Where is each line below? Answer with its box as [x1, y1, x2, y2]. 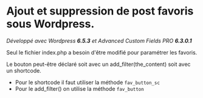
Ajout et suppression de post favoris [6, 4, 194, 18]
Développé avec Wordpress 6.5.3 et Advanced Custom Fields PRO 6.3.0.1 [6, 37, 192, 44]
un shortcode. [6, 67, 41, 74]
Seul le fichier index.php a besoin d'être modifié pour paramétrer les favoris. [6, 48, 198, 56]
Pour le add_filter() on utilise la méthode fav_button [15, 85, 144, 92]
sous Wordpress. [6, 17, 95, 31]
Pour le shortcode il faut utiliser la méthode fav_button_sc [15, 79, 160, 86]
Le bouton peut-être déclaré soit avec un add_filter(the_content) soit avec [6, 60, 191, 68]
